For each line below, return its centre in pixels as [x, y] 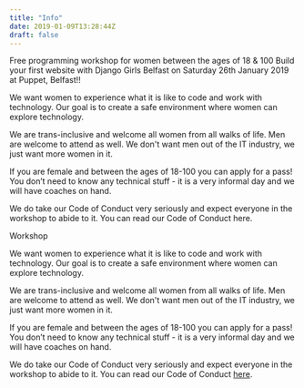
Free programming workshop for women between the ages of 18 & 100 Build [152, 61]
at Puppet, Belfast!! [46, 80]
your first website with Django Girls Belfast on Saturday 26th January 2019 [149, 70]
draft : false [34, 35]
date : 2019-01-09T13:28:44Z [63, 26]
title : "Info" [36, 18]
